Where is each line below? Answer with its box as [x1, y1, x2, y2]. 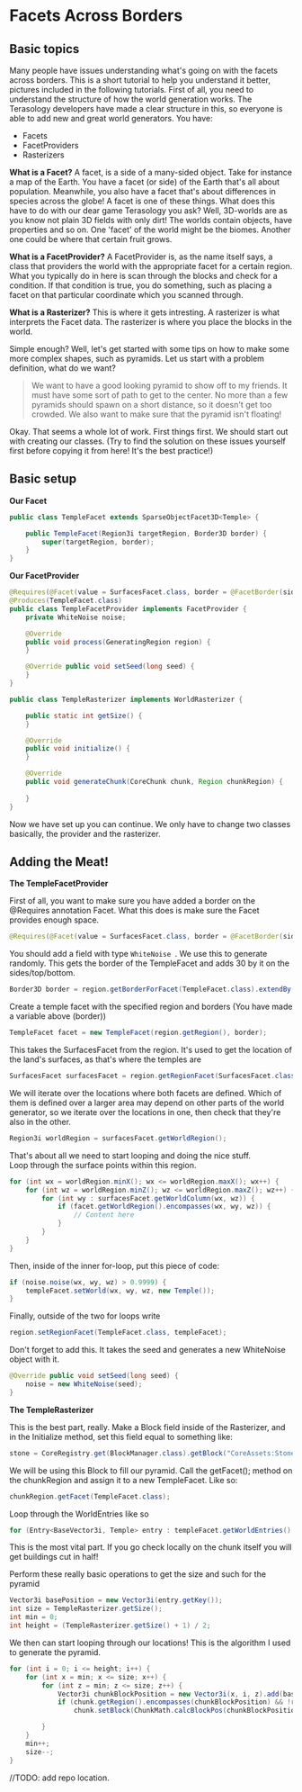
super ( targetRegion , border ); [41, 537, 155, 546]
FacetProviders [22, 140, 79, 150]
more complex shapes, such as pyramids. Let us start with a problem [9, 353, 265, 364]
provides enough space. [9, 914, 100, 925]
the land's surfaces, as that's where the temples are [9, 1054, 202, 1065]
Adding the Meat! [9, 854, 110, 869]
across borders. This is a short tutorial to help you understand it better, [9, 75, 271, 86]
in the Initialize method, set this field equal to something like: [9, 1431, 234, 1442]
